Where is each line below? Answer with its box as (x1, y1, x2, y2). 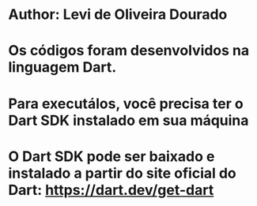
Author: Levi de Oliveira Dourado (8, 6, 228, 24)
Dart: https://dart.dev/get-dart (8, 181, 214, 199)
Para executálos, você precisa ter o (8, 95, 244, 112)
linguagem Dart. (8, 58, 117, 77)
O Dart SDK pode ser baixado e (8, 148, 215, 165)
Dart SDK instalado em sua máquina (8, 111, 249, 129)
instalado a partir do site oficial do (8, 164, 237, 182)
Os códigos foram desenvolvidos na (8, 42, 250, 60)
